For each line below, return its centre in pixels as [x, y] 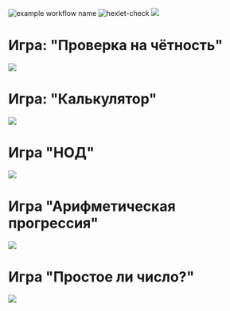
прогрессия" [53, 224]
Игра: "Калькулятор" [83, 99]
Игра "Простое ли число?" [101, 276]
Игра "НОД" [51, 153]
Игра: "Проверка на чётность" [116, 46]
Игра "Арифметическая [92, 206]
